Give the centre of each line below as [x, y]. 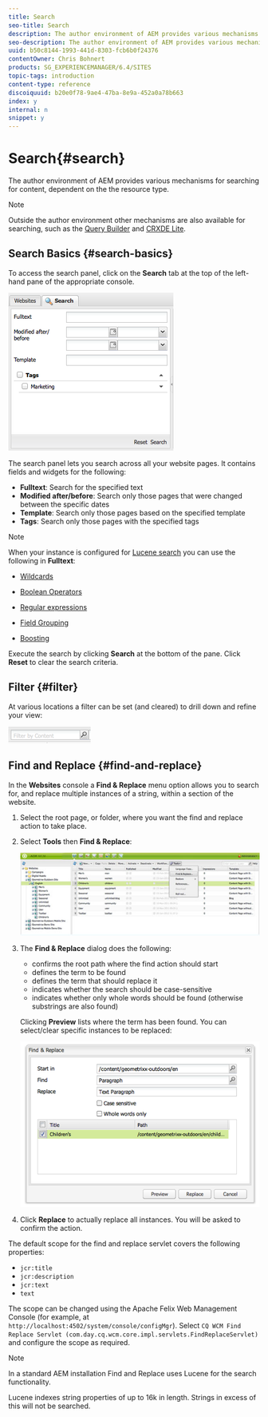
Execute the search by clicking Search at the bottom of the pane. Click [124, 653]
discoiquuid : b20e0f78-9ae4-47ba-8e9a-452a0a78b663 [96, 93]
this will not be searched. [49, 1406]
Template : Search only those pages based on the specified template [132, 512]
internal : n [28, 109]
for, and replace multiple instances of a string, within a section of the [121, 793]
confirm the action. [51, 1228]
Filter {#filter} [43, 687]
